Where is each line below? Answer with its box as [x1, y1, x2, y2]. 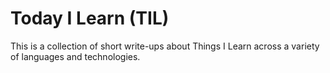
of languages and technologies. [10, 50, 141, 62]
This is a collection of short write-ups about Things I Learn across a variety [10, 40, 320, 52]
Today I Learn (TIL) [10, 7, 170, 30]
